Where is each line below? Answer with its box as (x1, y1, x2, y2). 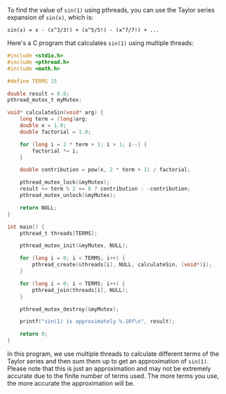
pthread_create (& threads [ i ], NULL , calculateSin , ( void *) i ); (32, 262, 213, 268)
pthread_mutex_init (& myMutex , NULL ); (19, 242, 129, 249)
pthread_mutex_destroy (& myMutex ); (19, 305, 119, 313)
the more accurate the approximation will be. (7, 379, 135, 387)
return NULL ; (19, 204, 58, 211)
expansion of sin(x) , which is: (7, 13, 94, 22)
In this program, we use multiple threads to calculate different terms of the (7, 350, 220, 358)
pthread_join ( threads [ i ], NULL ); (32, 286, 129, 293)
